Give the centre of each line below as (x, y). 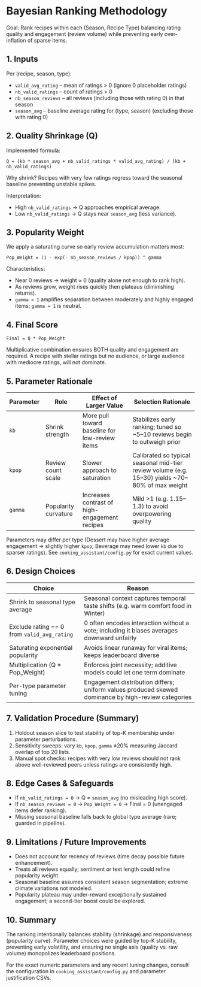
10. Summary (31, 920)
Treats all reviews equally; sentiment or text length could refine (92, 869)
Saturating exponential (41, 647)
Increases (96, 495)
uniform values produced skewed (131, 689)
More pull (96, 416)
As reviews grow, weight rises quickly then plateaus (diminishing (95, 287)
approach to (99, 470)
